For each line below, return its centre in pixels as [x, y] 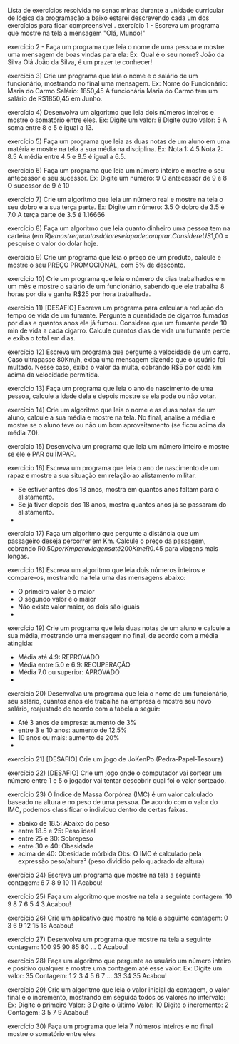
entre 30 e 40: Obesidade [56, 846]
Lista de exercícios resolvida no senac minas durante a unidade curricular [116, 10]
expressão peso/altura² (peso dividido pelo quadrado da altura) [111, 861]
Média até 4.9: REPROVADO [59, 657]
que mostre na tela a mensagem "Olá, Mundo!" [76, 33]
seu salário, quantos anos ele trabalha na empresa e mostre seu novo [110, 701]
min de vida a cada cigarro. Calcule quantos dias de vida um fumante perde [119, 330]
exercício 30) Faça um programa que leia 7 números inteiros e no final [110, 1026]
